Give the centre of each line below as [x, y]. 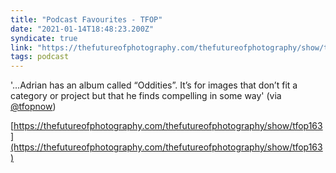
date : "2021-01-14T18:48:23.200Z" [82, 29]
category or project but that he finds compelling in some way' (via [146, 96]
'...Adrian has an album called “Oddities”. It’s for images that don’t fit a [154, 85]
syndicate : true [44, 38]
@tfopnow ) [33, 107]
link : [21, 47]
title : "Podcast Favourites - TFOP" [86, 19]
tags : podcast [40, 57]
